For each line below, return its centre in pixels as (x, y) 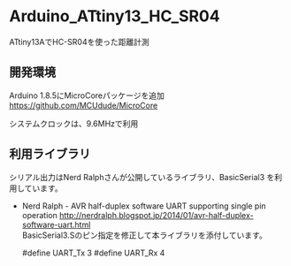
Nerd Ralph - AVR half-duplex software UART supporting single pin (144, 206)
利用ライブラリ (50, 154)
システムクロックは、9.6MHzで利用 (74, 123)
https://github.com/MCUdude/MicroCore (84, 105)
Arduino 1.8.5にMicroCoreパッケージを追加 (87, 95)
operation (39, 215)
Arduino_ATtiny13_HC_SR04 (115, 16)
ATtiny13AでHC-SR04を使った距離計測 (79, 42)
